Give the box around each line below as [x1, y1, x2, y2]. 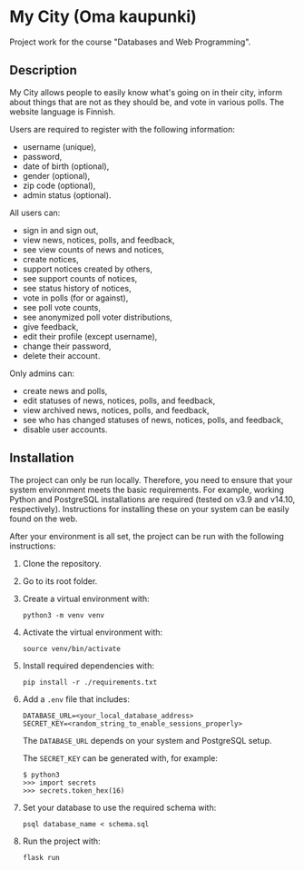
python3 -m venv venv [22, 610, 104, 619]
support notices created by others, [22, 263, 152, 274]
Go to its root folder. [22, 575, 98, 587]
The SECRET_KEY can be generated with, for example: [22, 752, 218, 764]
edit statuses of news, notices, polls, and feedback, [22, 395, 216, 406]
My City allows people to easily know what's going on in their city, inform [9, 86, 283, 97]
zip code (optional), [22, 180, 96, 191]
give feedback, [22, 321, 79, 332]
